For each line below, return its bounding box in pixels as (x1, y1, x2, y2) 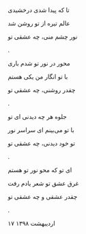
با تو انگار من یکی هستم (8, 72, 68, 81)
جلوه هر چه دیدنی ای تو (8, 113, 67, 120)
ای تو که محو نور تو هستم (8, 166, 72, 174)
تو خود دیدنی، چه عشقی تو (8, 139, 76, 147)
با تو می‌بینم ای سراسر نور (8, 126, 74, 134)
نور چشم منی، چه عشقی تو (8, 32, 78, 41)
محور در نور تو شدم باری (8, 59, 70, 67)
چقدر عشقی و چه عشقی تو (8, 193, 78, 200)
